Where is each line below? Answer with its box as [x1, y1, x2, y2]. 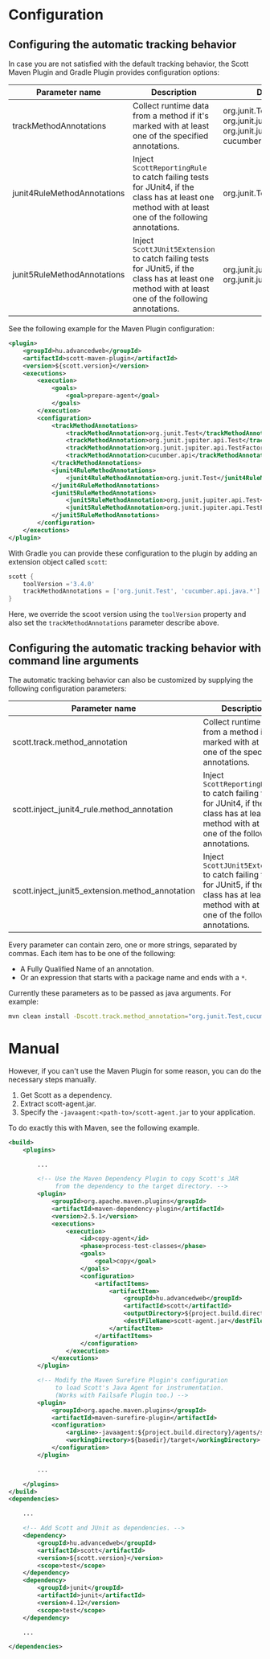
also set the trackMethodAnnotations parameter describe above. [8, 618, 219, 628]
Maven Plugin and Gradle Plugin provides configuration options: [8, 68, 220, 77]
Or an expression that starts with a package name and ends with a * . [19, 972, 247, 982]
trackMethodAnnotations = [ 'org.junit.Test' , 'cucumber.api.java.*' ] [22, 587, 261, 596]
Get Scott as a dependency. [19, 1090, 112, 1099]
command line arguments [8, 654, 139, 667]
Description [151, 87, 197, 97]
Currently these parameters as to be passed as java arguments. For [8, 988, 231, 998]
